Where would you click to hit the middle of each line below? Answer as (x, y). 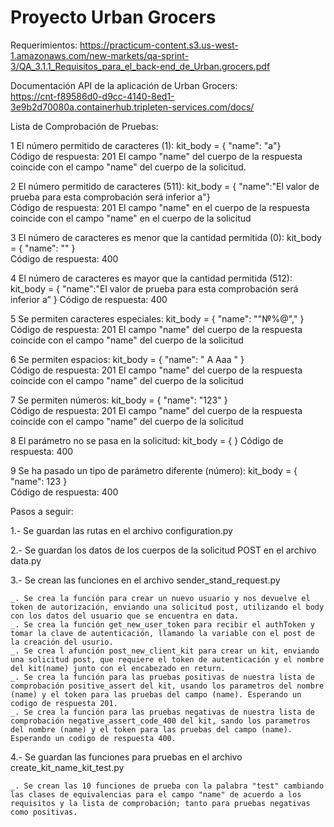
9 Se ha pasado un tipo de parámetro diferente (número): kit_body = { (154, 470)
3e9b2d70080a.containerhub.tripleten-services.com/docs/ (132, 107)
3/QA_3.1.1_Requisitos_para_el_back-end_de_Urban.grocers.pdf (140, 66)
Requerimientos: (44, 45)
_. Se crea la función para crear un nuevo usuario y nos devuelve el (160, 598)
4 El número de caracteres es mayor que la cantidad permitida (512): (151, 278)
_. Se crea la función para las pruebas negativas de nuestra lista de (162, 712)
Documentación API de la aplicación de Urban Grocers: (124, 85)
